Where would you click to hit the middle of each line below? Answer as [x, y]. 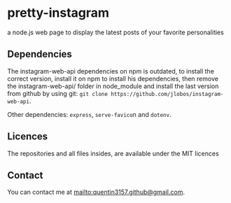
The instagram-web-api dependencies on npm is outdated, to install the [111, 71]
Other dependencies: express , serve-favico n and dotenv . [89, 114]
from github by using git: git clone [58, 93]
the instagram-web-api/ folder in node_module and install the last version [113, 86]
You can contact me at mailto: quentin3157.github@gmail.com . [96, 192]
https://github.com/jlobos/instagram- [167, 94]
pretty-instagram [58, 13]
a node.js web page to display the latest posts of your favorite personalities [115, 32]
